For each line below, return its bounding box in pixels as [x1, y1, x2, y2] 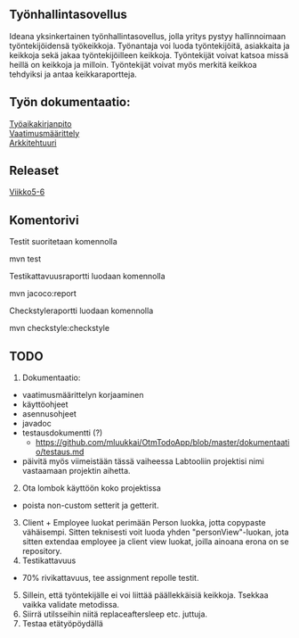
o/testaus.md [35, 446, 85, 458]
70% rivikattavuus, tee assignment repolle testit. [21, 573, 199, 584]
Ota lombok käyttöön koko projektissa [21, 483, 162, 493]
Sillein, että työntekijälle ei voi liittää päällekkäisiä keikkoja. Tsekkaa [21, 590, 269, 601]
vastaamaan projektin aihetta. [21, 466, 131, 476]
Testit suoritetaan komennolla [9, 236, 117, 247]
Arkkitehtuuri [9, 137, 57, 148]
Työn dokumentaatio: [9, 95, 131, 110]
